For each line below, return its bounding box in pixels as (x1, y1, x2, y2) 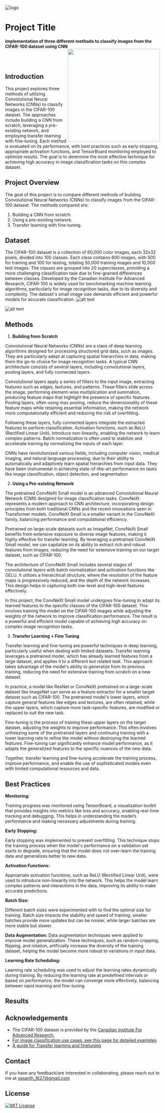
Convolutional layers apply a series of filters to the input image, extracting (5, 379, 155, 384)
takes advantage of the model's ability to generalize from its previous (5, 663, 145, 670)
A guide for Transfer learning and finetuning (12, 1043, 102, 1048)
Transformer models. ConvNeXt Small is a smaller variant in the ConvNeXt (5, 511, 155, 517)
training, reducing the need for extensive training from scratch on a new (5, 669, 151, 675)
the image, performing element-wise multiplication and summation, (5, 389, 141, 395)
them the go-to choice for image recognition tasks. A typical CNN (5, 359, 138, 365)
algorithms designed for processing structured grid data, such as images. (5, 348, 154, 354)
